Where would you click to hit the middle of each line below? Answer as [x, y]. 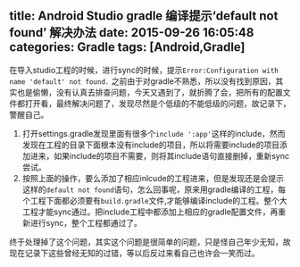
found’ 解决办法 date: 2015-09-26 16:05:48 [132, 33]
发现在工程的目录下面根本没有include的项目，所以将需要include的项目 [150, 145]
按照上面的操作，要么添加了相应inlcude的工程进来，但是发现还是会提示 [153, 178]
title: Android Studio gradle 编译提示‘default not [144, 16]
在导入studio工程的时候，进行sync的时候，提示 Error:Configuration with [144, 70]
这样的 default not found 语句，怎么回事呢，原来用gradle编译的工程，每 [154, 189]
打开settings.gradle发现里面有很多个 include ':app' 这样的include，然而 [154, 133]
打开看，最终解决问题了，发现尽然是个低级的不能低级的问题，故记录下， [158, 103]
